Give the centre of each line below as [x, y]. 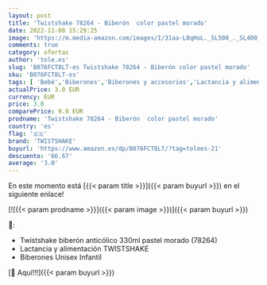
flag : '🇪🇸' [28, 133]
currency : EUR [32, 97]
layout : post [30, 15]
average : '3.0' [33, 164]
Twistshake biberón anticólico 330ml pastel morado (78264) [118, 241]
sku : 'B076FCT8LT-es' [44, 75]
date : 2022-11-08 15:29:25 [53, 30]
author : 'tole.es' [39, 60]
